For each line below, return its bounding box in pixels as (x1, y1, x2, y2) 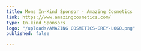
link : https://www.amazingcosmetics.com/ (6, 14, 112, 20)
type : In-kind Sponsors (6, 20, 66, 26)
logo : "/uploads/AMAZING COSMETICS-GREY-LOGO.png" (6, 25, 136, 31)
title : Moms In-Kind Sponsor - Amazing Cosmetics (6, 8, 133, 15)
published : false (6, 31, 50, 37)
